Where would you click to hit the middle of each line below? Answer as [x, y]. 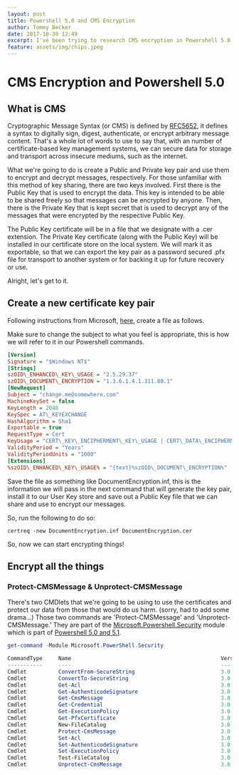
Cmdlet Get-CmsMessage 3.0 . [121, 698]
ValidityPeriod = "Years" [46, 448]
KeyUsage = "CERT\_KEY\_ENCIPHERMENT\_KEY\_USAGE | [85, 441]
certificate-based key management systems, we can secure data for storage [119, 148]
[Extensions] [27, 461]
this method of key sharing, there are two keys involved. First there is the [114, 185]
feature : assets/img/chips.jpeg [55, 47]
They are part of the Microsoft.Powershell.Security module [139, 625]
